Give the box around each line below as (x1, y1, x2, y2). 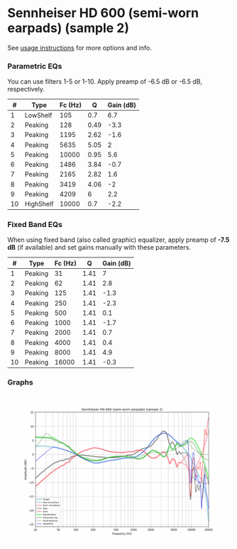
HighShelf (24, 200, 54, 209)
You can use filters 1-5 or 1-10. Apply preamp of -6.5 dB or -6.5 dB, (7, 77, 203, 86)
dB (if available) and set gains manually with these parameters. (7, 243, 192, 252)
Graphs (7, 377, 33, 387)
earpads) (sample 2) (7, 20, 130, 36)
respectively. (7, 85, 45, 94)
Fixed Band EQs (7, 219, 62, 229)
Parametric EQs (7, 61, 62, 71)
